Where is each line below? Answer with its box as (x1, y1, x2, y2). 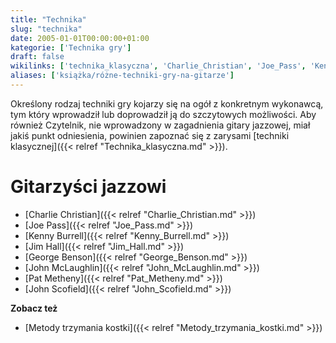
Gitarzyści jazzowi (10, 176, 167, 198)
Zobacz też (10, 302, 58, 314)
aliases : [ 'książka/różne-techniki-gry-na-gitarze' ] (10, 71, 235, 81)
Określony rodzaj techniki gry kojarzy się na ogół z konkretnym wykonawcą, (10, 97, 324, 110)
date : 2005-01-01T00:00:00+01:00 (10, 33, 150, 43)
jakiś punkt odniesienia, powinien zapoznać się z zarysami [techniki (10, 129, 290, 141)
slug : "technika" (10, 24, 83, 34)
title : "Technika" (10, 14, 87, 25)
